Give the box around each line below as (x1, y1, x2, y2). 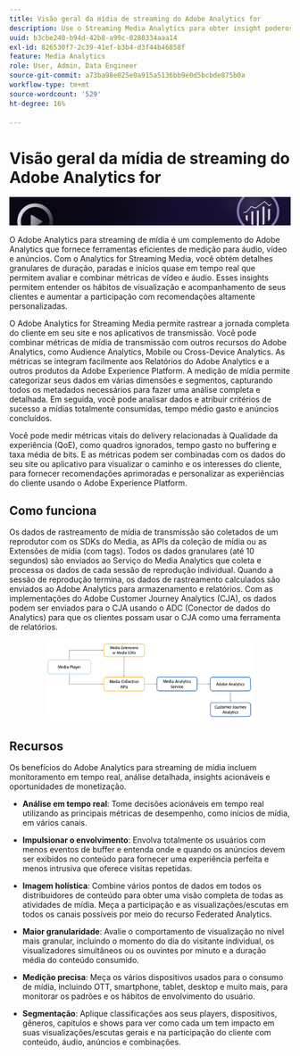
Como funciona (9, 503, 97, 518)
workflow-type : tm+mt (9, 80, 90, 89)
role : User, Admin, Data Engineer (9, 62, 138, 71)
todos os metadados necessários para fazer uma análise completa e (9, 384, 261, 395)
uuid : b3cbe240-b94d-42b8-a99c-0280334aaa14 (9, 33, 178, 42)
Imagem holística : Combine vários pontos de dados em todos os (21, 880, 262, 891)
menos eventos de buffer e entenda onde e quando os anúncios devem (21, 844, 286, 854)
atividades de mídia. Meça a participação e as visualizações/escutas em (21, 899, 288, 910)
